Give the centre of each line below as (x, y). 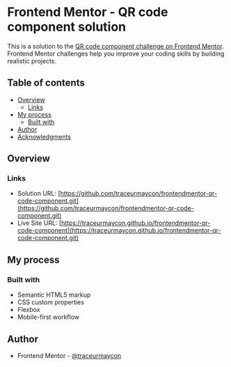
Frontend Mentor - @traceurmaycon (69, 355)
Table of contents (46, 83)
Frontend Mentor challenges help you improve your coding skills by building (116, 54)
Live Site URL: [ (39, 223)
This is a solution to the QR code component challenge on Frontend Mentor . (115, 46)
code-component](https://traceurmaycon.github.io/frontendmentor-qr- (119, 231)
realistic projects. (32, 61)
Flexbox (29, 310)
